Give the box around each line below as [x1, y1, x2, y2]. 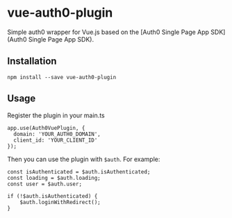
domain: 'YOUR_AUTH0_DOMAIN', [13, 131, 101, 137]
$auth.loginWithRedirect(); [19, 199, 101, 206]
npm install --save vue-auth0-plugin [7, 74, 117, 81]
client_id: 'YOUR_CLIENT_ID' [13, 137, 98, 144]
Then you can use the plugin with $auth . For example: [7, 155, 160, 163]
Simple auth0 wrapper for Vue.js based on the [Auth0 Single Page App [7, 28, 210, 36]
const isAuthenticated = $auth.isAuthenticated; [7, 168, 151, 175]
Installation [7, 56, 57, 67]
